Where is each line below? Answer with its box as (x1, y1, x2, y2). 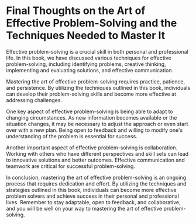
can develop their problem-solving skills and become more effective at (6, 90, 177, 97)
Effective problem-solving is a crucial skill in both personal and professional (6, 48, 188, 55)
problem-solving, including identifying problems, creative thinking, (6, 60, 166, 68)
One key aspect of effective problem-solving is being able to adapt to (6, 108, 174, 115)
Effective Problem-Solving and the (6, 16, 177, 30)
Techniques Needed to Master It (6, 29, 166, 42)
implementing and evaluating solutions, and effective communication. (6, 66, 174, 73)
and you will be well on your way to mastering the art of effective (6, 205, 163, 212)
